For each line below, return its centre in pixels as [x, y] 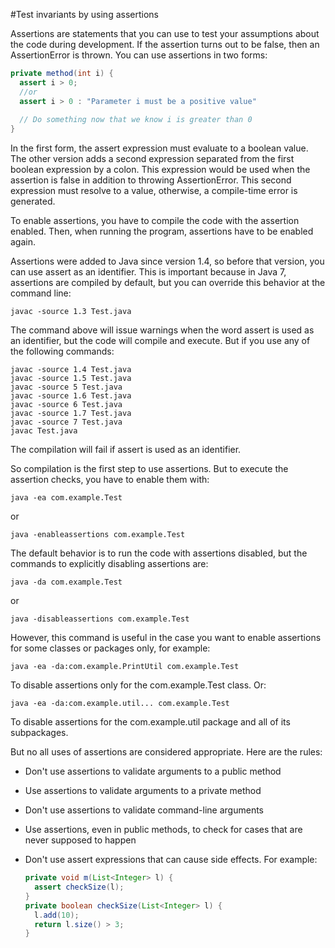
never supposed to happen [80, 840]
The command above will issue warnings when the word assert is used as [162, 330]
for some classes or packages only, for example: [110, 648]
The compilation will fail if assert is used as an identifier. [126, 450]
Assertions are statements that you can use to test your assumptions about [165, 33]
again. [23, 242]
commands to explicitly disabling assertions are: [109, 564]
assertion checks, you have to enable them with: [110, 480]
